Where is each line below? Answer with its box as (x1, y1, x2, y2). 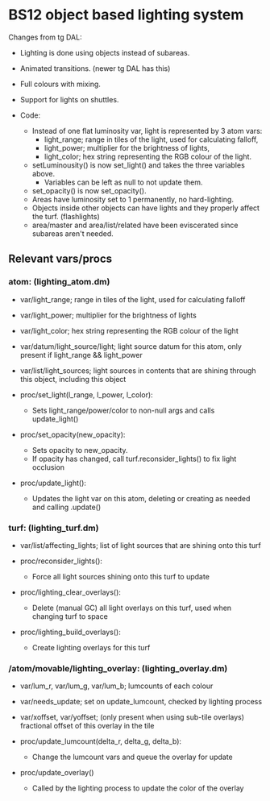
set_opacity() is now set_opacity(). (31, 185, 147, 195)
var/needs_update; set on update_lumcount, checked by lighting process (19, 697, 263, 707)
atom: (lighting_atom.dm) (8, 276, 110, 288)
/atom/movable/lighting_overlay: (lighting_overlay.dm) (8, 662, 228, 674)
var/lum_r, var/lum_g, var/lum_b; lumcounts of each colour (19, 681, 214, 691)
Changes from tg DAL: (8, 32, 82, 42)
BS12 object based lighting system (8, 6, 244, 24)
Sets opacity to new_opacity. (31, 445, 128, 454)
